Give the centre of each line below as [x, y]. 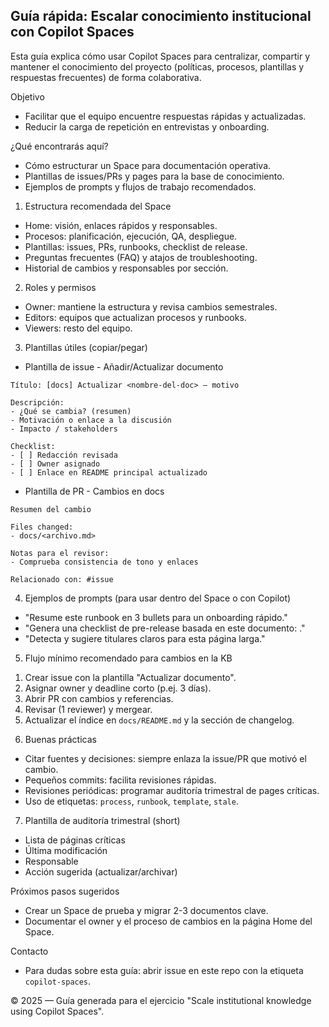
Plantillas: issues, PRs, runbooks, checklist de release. [136, 246]
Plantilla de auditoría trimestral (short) [102, 820]
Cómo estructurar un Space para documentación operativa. [148, 165]
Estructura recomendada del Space [98, 206]
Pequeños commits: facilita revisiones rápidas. [120, 780]
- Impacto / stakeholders [64, 429]
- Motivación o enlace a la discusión [91, 420]
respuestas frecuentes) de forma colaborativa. [106, 77]
